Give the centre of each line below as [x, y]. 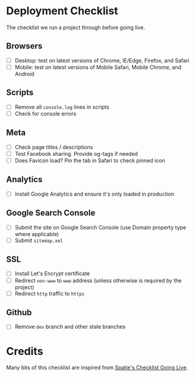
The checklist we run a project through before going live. [76, 27]
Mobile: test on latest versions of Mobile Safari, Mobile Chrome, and [98, 67]
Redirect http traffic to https [50, 293]
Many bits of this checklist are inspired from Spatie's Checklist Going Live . [97, 367]
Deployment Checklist [62, 11]
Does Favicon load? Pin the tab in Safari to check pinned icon [90, 160]
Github [19, 312]
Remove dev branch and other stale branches [70, 327]
